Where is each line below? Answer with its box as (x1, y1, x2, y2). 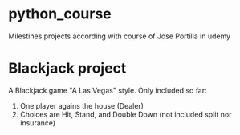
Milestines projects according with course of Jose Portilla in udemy (8, 31, 231, 41)
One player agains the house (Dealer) (19, 101, 144, 110)
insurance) (19, 117, 56, 128)
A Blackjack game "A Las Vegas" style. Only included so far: (8, 85, 207, 95)
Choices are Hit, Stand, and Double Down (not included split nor (19, 109, 232, 119)
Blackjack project (8, 59, 127, 77)
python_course (8, 5, 112, 23)
